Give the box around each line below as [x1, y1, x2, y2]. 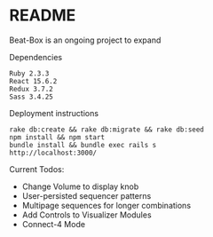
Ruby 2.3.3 [9, 68, 50, 78]
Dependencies [9, 51, 63, 62]
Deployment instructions [9, 107, 99, 118]
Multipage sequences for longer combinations [21, 200, 192, 210]
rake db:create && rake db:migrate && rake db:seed [9, 125, 204, 134]
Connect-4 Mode [21, 218, 86, 229]
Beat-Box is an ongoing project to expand [9, 35, 162, 45]
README [9, 5, 76, 26]
